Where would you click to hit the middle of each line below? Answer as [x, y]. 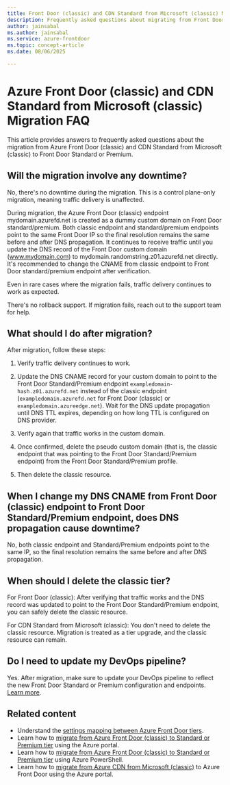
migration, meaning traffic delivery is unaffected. [76, 199]
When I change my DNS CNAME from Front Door [112, 496]
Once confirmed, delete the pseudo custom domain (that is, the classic [117, 447]
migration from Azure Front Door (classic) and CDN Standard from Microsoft [115, 147]
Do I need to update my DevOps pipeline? [97, 661]
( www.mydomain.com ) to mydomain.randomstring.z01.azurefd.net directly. [113, 256]
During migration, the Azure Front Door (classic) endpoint [88, 212]
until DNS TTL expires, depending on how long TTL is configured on [113, 413]
